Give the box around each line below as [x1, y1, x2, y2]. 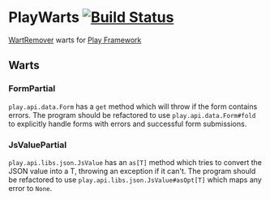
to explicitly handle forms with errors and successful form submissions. [8, 119, 247, 128]
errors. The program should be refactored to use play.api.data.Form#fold [8, 110, 256, 120]
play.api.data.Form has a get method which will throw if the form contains [8, 102, 258, 111]
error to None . [8, 183, 53, 193]
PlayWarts [8, 8, 79, 27]
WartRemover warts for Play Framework [8, 35, 142, 45]
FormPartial [8, 83, 56, 94]
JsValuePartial [8, 139, 67, 150]
